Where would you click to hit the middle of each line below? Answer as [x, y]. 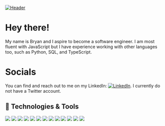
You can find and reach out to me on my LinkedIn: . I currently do [83, 86]
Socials [21, 72]
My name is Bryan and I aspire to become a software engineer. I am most [80, 41]
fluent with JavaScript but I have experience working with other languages [81, 47]
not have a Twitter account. [33, 91]
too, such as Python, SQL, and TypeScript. [48, 52]
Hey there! [27, 28]
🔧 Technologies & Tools [42, 107]
